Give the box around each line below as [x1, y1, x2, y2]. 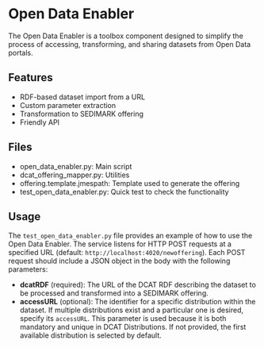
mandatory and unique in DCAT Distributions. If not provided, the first [19, 323, 247, 332]
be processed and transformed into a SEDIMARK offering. [19, 288, 209, 298]
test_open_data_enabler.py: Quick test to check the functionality [19, 187, 229, 196]
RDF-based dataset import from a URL [19, 92, 145, 102]
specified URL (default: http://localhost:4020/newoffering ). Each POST [8, 248, 246, 257]
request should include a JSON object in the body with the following [8, 256, 231, 266]
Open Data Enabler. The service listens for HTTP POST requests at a [8, 239, 232, 249]
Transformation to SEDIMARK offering [19, 109, 144, 118]
